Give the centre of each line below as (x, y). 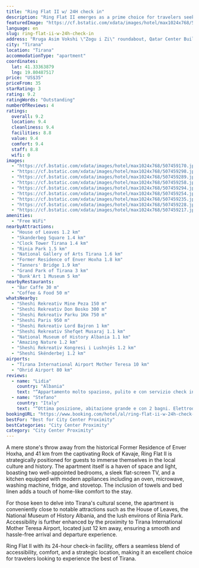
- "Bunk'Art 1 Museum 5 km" (46, 276)
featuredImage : (25, 23)
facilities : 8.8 (31, 133)
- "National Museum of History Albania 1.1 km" (71, 337)
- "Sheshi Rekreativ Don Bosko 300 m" (60, 309)
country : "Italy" (38, 403)
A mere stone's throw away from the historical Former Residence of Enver (96, 448)
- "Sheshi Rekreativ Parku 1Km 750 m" (60, 315)
